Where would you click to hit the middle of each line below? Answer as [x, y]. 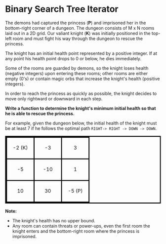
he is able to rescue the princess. [40, 113]
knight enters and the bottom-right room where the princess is [76, 231]
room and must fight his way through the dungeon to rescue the [78, 39]
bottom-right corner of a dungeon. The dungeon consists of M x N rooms [80, 28]
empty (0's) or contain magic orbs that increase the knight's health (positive [83, 79]
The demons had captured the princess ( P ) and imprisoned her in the [76, 23]
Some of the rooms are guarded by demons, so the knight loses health [77, 68]
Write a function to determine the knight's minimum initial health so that [81, 108]
